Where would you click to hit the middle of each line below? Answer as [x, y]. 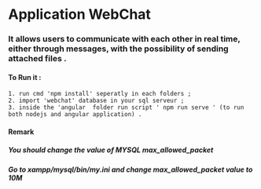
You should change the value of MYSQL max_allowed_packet [111, 150]
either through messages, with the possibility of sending [119, 49]
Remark [21, 132]
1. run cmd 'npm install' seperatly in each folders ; [100, 94]
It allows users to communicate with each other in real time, [124, 39]
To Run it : [25, 77]
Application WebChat [80, 15]
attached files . [37, 59]
